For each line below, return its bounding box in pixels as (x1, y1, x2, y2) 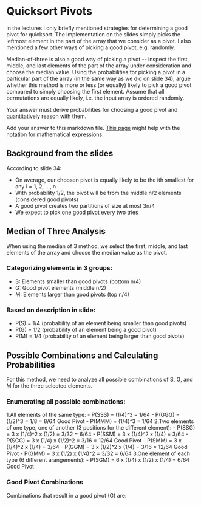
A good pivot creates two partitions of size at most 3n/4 (15, 202, 155, 209)
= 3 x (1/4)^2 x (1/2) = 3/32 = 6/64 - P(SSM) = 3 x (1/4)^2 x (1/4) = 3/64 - (6, 430, 189, 438)
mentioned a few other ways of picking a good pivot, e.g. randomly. (6, 44, 175, 51)
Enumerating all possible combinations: (6, 397, 126, 405)
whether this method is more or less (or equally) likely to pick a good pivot (6, 81, 192, 89)
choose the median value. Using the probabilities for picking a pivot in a (6, 68, 186, 75)
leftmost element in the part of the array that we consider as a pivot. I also (6, 37, 191, 44)
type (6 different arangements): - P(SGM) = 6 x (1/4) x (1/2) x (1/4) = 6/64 (6, 456, 190, 464)
